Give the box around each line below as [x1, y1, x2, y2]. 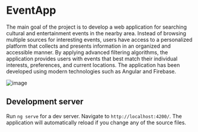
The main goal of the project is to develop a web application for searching [6, 23, 187, 30]
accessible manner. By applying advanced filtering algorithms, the [6, 48, 168, 56]
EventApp [6, 4, 56, 17]
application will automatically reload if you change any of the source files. [6, 119, 186, 126]
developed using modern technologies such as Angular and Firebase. [6, 67, 177, 75]
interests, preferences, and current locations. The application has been [6, 61, 180, 69]
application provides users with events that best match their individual [6, 55, 178, 62]
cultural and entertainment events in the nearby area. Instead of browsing [6, 29, 186, 36]
